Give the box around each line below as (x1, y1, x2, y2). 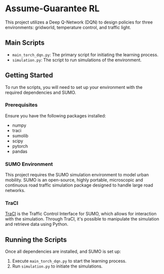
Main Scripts (5, 39, 45, 47)
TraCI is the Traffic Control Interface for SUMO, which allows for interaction (5, 211, 157, 217)
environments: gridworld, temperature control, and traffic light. (5, 24, 131, 30)
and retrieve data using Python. (5, 221, 69, 227)
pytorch (12, 143, 28, 149)
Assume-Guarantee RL (5, 3, 100, 14)
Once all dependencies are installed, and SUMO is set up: (5, 248, 121, 254)
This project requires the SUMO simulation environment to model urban (5, 172, 149, 178)
